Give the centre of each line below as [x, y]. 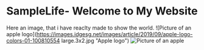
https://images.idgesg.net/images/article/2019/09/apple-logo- [114, 34]
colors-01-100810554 [33, 40]
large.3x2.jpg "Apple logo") [95, 40]
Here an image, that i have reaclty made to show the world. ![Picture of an [99, 28]
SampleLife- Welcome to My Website [102, 11]
